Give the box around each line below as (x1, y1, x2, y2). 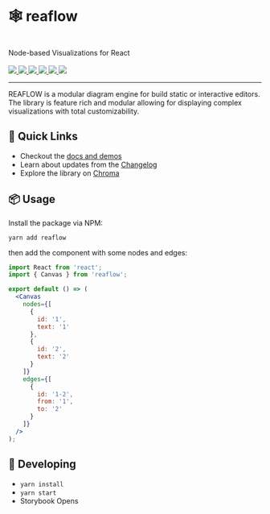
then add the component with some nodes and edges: (8, 247, 188, 257)
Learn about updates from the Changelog (19, 160, 157, 169)
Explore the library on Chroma (19, 168, 120, 178)
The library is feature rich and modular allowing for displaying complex (8, 97, 243, 107)
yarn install (19, 480, 64, 488)
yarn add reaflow (8, 234, 67, 242)
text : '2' (37, 353, 70, 361)
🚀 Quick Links (8, 130, 78, 143)
